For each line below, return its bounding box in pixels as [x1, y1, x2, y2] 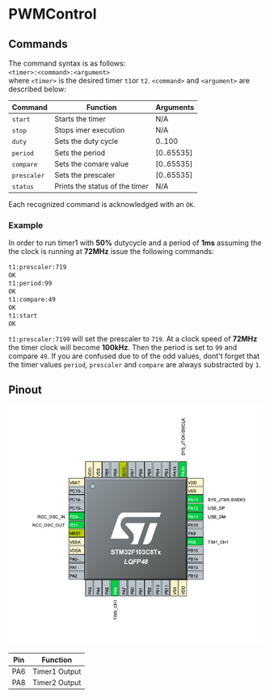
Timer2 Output [32, 678, 82, 687]
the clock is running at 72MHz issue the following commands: [8, 247, 214, 256]
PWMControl [8, 5, 97, 23]
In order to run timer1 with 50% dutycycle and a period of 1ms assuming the [8, 238, 262, 247]
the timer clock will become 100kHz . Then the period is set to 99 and [8, 343, 238, 353]
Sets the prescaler [54, 171, 116, 180]
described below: [8, 84, 66, 94]
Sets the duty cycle [54, 137, 119, 146]
